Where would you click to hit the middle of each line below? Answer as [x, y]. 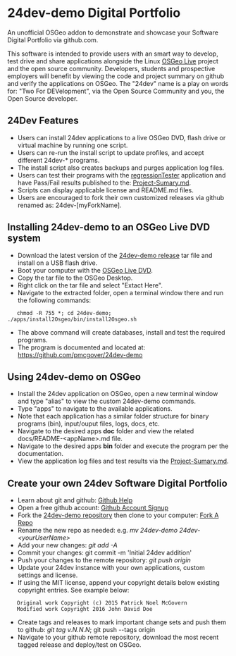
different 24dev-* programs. [58, 160]
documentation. [40, 454]
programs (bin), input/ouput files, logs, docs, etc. [88, 423]
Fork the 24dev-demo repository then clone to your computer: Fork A [118, 515]
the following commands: [54, 300]
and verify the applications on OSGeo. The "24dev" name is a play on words [118, 83]
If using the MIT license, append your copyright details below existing [118, 583]
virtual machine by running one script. [73, 145]
